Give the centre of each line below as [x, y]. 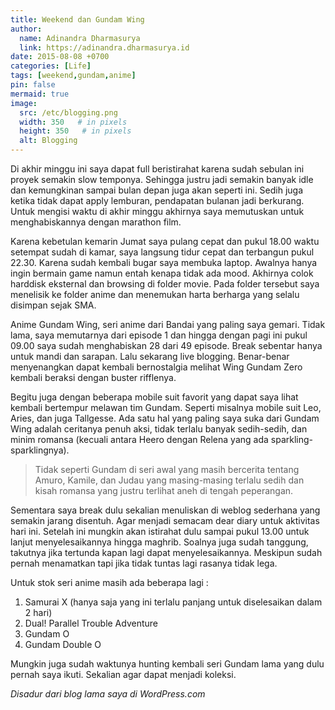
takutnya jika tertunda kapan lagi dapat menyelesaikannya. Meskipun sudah [166, 552]
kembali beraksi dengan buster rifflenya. [93, 377]
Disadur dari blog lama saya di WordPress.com [108, 694]
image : [24, 103]
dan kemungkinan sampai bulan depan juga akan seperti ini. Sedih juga [157, 190]
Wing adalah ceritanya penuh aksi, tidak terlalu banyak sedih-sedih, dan [159, 429]
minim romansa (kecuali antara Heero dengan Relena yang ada [139, 439]
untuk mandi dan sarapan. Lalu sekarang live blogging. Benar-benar [150, 356]
